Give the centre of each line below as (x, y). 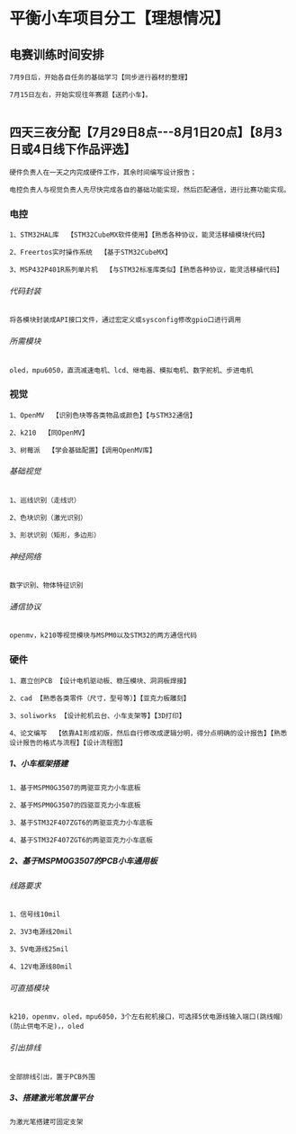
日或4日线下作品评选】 (73, 149)
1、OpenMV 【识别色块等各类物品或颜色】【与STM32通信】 (103, 415)
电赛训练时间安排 (57, 54)
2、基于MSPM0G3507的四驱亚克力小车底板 (75, 805)
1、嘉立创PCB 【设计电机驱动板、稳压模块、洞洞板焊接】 (100, 680)
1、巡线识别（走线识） (45, 500)
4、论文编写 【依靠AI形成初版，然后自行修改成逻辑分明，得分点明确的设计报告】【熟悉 (148, 733)
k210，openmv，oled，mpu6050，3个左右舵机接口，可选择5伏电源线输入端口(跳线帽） (148, 1017)
